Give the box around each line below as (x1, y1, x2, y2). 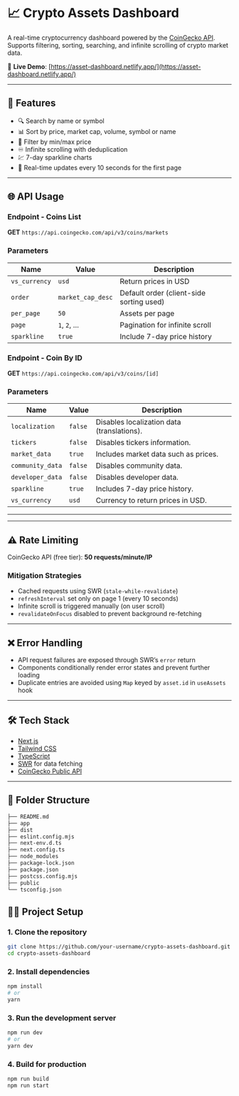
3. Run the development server (7, 1013, 117, 1023)
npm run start (7, 1082, 50, 1089)
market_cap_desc (58, 293, 113, 301)
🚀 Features (7, 97, 56, 110)
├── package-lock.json (7, 860, 75, 867)
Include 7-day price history (119, 331, 212, 341)
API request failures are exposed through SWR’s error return (17, 656, 196, 664)
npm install (7, 983, 43, 990)
